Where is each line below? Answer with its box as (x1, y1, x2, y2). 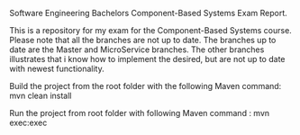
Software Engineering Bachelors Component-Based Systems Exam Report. (9, 8, 287, 18)
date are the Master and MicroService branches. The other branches (9, 44, 265, 55)
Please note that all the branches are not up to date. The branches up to (9, 35, 277, 45)
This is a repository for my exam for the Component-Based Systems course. (9, 25, 293, 35)
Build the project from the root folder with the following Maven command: (9, 81, 282, 91)
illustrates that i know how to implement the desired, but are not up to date (9, 54, 286, 64)
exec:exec (9, 117, 48, 128)
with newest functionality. (9, 63, 105, 74)
